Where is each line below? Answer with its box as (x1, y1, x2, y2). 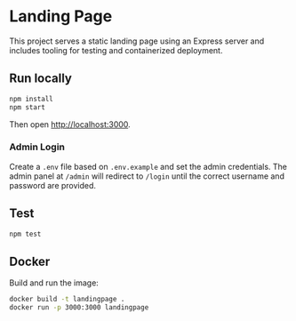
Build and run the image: (9, 277, 100, 288)
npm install (9, 94, 53, 103)
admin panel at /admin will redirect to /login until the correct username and (9, 171, 284, 181)
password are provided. (9, 180, 96, 190)
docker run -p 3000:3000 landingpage (9, 303, 149, 312)
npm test (9, 229, 42, 238)
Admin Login (9, 140, 65, 153)
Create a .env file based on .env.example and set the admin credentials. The (9, 161, 287, 172)
